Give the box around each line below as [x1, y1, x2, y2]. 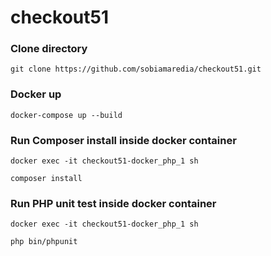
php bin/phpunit [10, 237, 78, 247]
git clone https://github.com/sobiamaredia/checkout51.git [10, 64, 262, 75]
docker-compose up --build [10, 110, 123, 120]
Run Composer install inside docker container [10, 133, 237, 147]
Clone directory [10, 42, 88, 56]
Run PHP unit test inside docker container [10, 197, 217, 210]
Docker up [10, 87, 62, 101]
